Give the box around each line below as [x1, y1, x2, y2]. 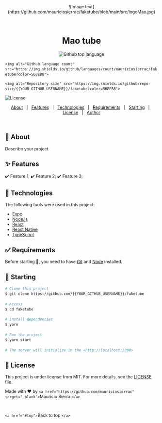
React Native [12, 227, 38, 232]
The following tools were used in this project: [5, 202, 95, 208]
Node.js [12, 216, 28, 222]
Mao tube [62, 35, 101, 47]
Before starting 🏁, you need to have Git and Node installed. [5, 259, 123, 265]
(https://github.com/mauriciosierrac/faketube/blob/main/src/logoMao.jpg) [7, 9, 156, 15]
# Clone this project [5, 286, 49, 291]
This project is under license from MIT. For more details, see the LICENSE [5, 374, 152, 380]
